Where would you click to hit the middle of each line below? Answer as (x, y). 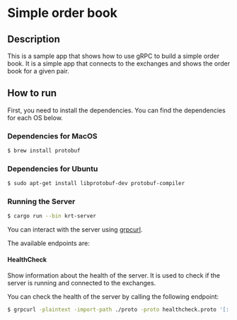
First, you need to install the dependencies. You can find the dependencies (117, 110)
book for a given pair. (38, 71)
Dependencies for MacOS (52, 136)
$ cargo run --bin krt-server (52, 216)
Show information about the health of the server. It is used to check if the (114, 275)
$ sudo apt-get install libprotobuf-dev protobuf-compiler (96, 184)
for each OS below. (35, 117)
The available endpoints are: (48, 243)
